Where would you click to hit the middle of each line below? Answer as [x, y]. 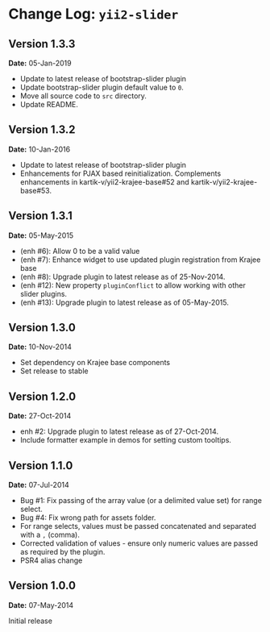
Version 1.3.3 [42, 44]
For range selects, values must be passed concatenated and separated [138, 526]
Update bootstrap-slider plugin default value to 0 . [102, 87]
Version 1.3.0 [42, 328]
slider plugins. [43, 293]
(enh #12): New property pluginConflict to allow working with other [133, 285]
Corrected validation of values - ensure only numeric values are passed [139, 543]
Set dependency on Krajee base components [95, 363]
